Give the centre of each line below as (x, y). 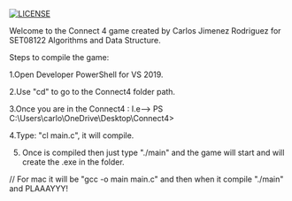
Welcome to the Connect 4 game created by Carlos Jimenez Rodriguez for (145, 31)
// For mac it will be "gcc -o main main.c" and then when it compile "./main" (146, 179)
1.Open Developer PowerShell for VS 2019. (86, 74)
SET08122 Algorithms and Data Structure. (85, 40)
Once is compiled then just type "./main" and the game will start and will (153, 152)
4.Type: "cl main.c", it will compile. (72, 135)
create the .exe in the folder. (73, 162)
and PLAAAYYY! (39, 189)
